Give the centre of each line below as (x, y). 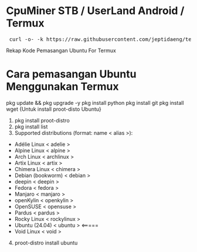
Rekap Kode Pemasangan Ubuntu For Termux (61, 50)
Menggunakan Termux (62, 87)
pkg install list (31, 127)
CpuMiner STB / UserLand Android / (95, 11)
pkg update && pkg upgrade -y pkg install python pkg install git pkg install (95, 103)
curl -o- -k (26, 39)
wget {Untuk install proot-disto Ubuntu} (54, 109)
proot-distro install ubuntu (46, 243)
